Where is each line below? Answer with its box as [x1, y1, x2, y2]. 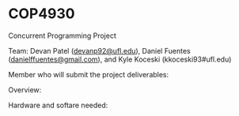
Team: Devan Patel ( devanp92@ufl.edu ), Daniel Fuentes [8, 46, 192, 55]
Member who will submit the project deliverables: [8, 69, 169, 79]
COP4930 [8, 5, 75, 23]
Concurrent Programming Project [8, 31, 116, 40]
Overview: [8, 84, 42, 95]
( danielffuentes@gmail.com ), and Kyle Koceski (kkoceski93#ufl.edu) [8, 54, 232, 64]
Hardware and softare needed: [8, 100, 108, 110]
